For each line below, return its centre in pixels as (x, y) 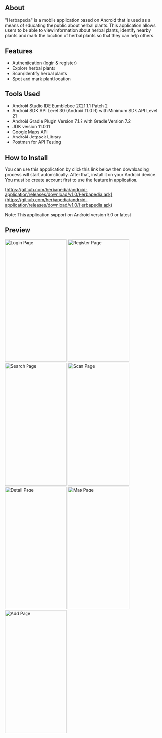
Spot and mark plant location (41, 79)
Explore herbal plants (34, 68)
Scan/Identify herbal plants (40, 73)
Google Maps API (30, 132)
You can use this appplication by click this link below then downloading (77, 169)
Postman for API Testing (37, 142)
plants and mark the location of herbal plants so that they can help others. (80, 35)
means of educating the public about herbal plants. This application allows (80, 25)
